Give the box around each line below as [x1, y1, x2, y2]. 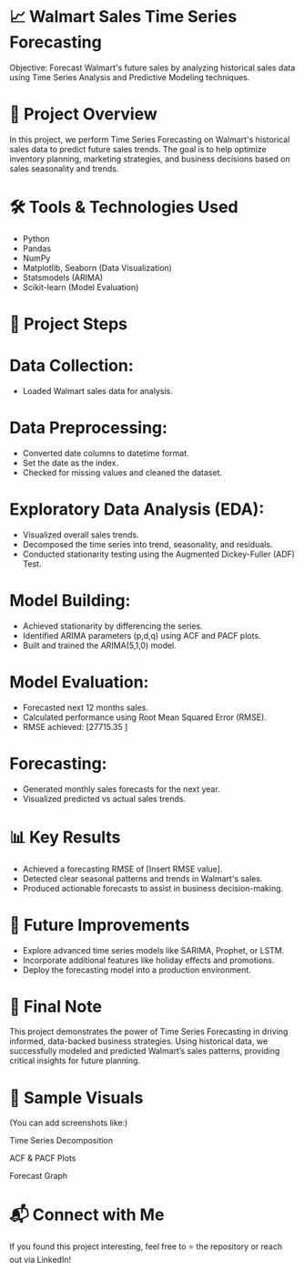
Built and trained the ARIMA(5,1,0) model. [22, 640, 177, 651]
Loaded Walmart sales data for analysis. [22, 385, 173, 396]
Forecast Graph [9, 1171, 68, 1182]
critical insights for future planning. [9, 1055, 141, 1067]
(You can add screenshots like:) [9, 1118, 128, 1129]
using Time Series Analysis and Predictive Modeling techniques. [9, 71, 250, 82]
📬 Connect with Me [9, 1204, 165, 1225]
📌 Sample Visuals [9, 1087, 144, 1108]
